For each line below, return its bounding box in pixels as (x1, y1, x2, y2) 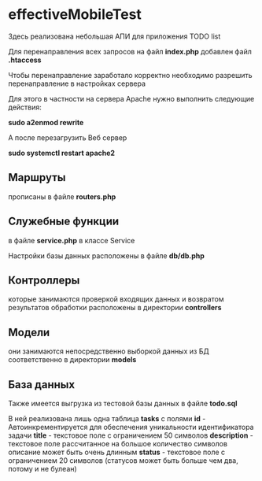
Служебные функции (8, 215, 120, 228)
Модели (8, 325, 50, 339)
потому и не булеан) (8, 464, 77, 473)
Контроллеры (8, 273, 80, 287)
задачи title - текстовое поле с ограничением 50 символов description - (8, 431, 254, 440)
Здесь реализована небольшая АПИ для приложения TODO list (8, 31, 221, 41)
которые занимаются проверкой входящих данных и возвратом (8, 294, 224, 304)
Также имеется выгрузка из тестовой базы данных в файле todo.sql (8, 399, 238, 408)
